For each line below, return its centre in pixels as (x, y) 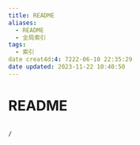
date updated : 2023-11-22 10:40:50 (67, 67)
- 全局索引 (31, 37)
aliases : (23, 23)
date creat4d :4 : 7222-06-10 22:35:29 (70, 60)
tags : (17, 45)
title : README (32, 15)
